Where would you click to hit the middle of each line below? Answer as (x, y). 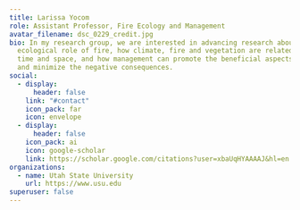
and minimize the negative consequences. (96, 68)
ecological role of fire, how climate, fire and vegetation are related (155, 51)
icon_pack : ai (51, 142)
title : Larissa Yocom (50, 17)
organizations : (37, 167)
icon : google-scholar (65, 150)
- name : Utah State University (75, 175)
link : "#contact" (58, 101)
